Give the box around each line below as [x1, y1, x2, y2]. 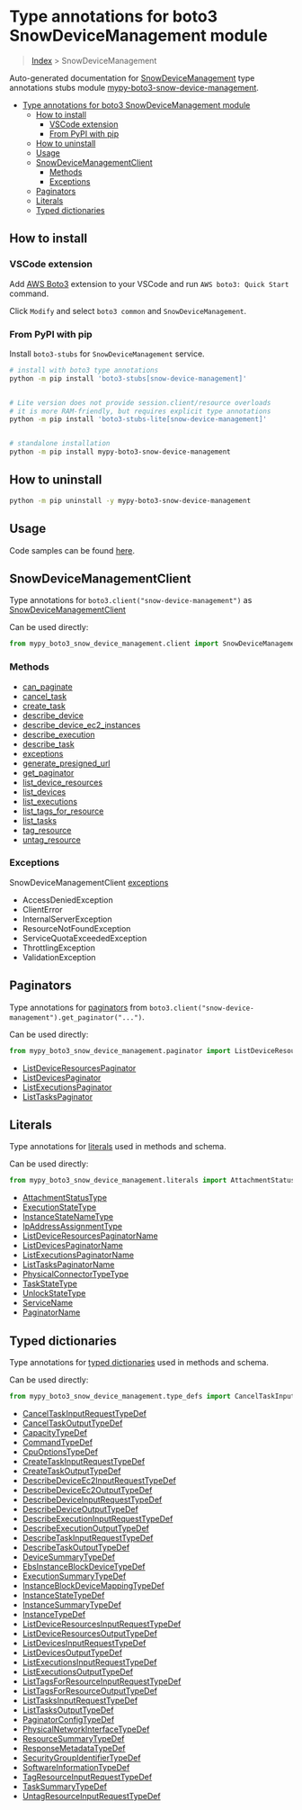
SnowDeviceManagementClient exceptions [9, 877, 169, 887]
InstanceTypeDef [22, 1608, 86, 1619]
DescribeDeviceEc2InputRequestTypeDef [22, 1474, 177, 1486]
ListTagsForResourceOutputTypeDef [22, 1685, 158, 1696]
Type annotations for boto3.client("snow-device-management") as [9, 595, 253, 606]
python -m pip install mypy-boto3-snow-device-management [9, 447, 231, 456]
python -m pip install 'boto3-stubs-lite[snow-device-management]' [9, 415, 268, 424]
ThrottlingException [22, 942, 96, 953]
